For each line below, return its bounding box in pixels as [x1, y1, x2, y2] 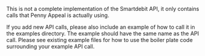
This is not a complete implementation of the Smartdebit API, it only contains [6, 5, 199, 12]
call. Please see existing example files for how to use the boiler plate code [6, 37, 193, 43]
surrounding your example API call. [6, 43, 95, 50]
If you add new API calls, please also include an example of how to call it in [6, 24, 195, 30]
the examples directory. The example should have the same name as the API [6, 30, 199, 37]
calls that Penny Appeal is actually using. [6, 12, 110, 19]
